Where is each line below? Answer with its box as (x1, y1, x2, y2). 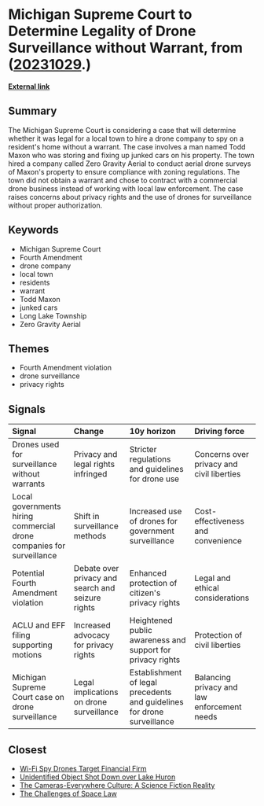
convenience (194, 535, 242, 547)
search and (73, 583, 115, 594)
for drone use (129, 473, 179, 484)
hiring (12, 511, 34, 522)
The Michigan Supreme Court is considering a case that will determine (8, 125, 236, 134)
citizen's (129, 587, 161, 598)
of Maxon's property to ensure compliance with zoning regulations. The (8, 167, 240, 176)
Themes (8, 342, 49, 355)
